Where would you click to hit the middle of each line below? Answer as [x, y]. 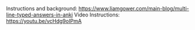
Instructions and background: [42, 9]
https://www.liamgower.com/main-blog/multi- [134, 9]
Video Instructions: [97, 15]
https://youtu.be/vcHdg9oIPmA [44, 21]
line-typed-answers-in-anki [40, 15]
